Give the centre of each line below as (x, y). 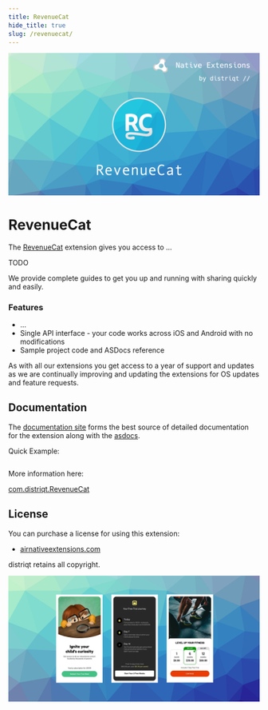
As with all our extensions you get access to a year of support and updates (131, 366)
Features (26, 307)
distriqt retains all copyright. (54, 564)
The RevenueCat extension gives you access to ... (91, 247)
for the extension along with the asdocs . (75, 435)
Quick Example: (34, 451)
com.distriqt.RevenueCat (49, 489)
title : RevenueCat (39, 17)
